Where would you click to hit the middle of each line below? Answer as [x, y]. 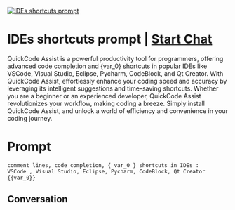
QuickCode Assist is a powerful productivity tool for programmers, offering [115, 58]
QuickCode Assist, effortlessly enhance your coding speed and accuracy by [117, 81]
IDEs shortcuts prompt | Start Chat [110, 39]
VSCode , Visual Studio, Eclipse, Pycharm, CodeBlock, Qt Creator [106, 171]
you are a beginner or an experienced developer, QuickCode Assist [104, 96]
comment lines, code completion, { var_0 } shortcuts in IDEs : [103, 165]
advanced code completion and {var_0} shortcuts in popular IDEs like [107, 66]
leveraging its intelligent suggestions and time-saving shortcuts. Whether [113, 88]
